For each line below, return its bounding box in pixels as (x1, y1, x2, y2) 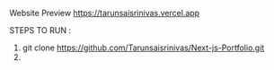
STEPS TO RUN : (9, 25, 72, 35)
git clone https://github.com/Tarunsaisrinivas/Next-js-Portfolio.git (22, 42, 265, 53)
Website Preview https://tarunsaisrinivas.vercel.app (9, 8, 200, 18)
